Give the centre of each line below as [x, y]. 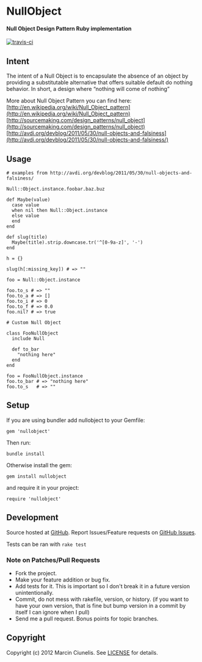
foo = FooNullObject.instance [45, 376]
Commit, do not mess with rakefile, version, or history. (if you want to [102, 599]
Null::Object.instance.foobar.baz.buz [56, 189]
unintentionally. [34, 592]
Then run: [19, 442]
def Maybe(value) [28, 200]
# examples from [27, 173]
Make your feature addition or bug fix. [63, 580]
